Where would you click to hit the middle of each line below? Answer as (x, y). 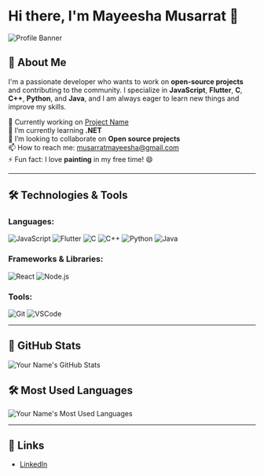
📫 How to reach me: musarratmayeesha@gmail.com (93, 147)
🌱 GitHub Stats (44, 346)
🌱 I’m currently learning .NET (55, 130)
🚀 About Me (37, 63)
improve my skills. (37, 106)
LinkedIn (33, 464)
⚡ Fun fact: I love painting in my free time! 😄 (81, 159)
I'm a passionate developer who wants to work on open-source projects (126, 81)
